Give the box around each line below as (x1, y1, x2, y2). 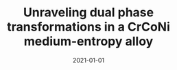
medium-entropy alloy (23, 34, 154, 49)
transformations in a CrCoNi (7, 19, 170, 35)
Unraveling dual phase (23, 5, 154, 20)
